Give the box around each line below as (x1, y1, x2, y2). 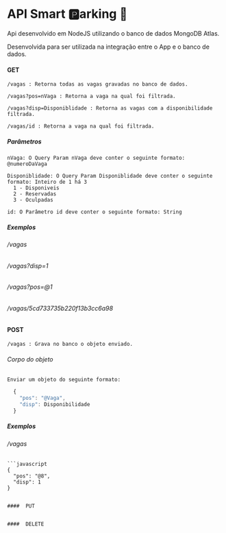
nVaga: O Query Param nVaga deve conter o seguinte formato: (7, 154, 186, 162)
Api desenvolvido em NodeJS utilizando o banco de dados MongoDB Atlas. (7, 29, 220, 37)
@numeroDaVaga (7, 161, 48, 167)
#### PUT (7, 503, 36, 510)
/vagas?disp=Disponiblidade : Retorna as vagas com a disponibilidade (7, 105, 213, 112)
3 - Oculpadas (13, 197, 53, 204)
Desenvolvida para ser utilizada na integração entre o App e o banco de (7, 43, 210, 51)
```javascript (7, 461, 48, 468)
